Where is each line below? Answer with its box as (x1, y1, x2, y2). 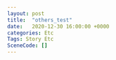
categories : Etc (7, 29, 54, 37)
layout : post (7, 10, 45, 17)
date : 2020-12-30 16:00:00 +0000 (7, 23, 110, 30)
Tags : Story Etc (7, 36, 54, 43)
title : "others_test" (7, 17, 72, 23)
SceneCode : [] (7, 42, 48, 49)
